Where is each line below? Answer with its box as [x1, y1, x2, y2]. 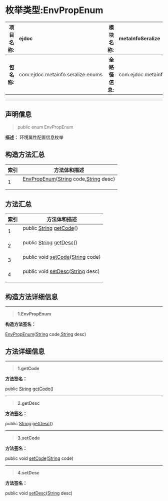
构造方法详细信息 [5, 292, 58, 301]
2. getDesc [17, 400, 40, 406]
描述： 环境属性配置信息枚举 [5, 134, 63, 140]
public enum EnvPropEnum [17, 124, 73, 130]
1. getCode [17, 366, 39, 371]
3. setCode [17, 435, 40, 441]
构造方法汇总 [5, 150, 45, 159]
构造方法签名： [5, 321, 36, 327]
